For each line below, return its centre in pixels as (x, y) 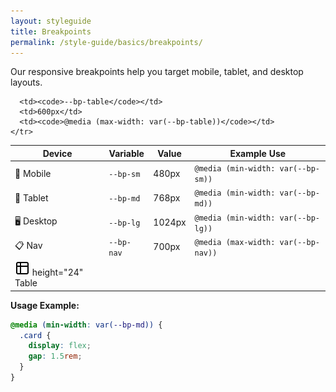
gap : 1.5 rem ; (55, 356)
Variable (126, 153)
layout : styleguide (51, 21)
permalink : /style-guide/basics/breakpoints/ (106, 42)
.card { (35, 335)
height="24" (57, 272)
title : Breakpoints (51, 31)
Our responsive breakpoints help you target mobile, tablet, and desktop (157, 72)
